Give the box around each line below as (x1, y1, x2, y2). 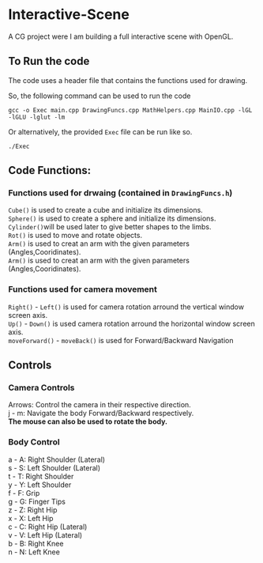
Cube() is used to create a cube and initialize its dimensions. (8, 206, 203, 215)
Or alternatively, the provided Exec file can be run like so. (8, 127, 193, 136)
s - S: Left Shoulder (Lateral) (8, 463, 101, 472)
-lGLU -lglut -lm (8, 113, 66, 121)
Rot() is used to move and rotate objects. (8, 231, 143, 240)
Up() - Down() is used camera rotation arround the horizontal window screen (8, 319, 255, 328)
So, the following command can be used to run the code (8, 91, 191, 100)
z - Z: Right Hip (8, 504, 58, 515)
